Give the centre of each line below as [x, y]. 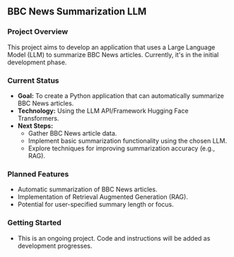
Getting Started [34, 223]
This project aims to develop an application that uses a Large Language [111, 47]
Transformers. [38, 118]
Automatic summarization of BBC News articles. [87, 189]
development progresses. [55, 246]
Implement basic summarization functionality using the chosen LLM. [128, 141]
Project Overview [38, 32]
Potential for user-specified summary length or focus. [96, 205]
